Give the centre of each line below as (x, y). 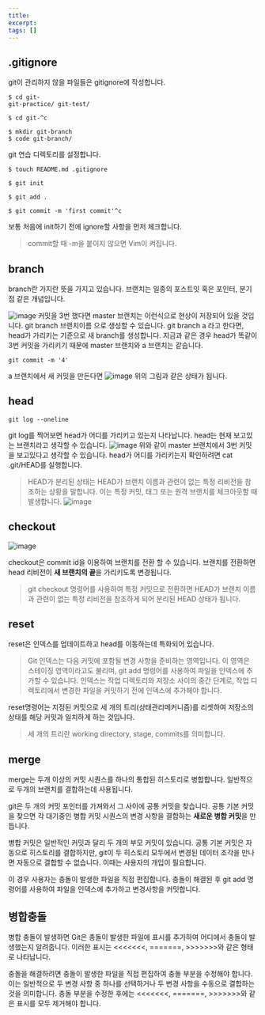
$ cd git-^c (28, 118)
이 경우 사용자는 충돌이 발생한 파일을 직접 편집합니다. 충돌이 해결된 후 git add (127, 880)
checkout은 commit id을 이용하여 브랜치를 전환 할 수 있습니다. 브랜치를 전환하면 (132, 562)
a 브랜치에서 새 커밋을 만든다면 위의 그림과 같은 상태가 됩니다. (118, 376)
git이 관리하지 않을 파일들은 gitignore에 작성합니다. (87, 82)
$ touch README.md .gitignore (58, 170)
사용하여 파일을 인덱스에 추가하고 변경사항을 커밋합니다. (115, 889)
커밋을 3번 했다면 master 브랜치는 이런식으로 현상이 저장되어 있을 (139, 316)
